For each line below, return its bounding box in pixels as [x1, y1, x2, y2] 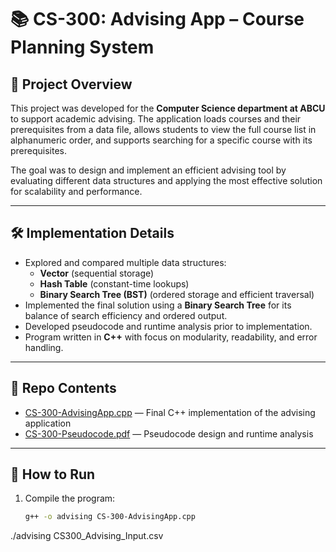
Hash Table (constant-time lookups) [39, 277, 190, 290]
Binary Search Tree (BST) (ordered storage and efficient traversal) [39, 288, 315, 300]
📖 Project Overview [10, 76, 133, 93]
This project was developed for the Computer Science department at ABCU [10, 102, 326, 114]
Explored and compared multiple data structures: [24, 256, 227, 268]
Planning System [10, 36, 155, 59]
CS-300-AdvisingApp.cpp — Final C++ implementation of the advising [24, 406, 316, 418]
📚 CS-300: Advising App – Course [10, 8, 305, 31]
